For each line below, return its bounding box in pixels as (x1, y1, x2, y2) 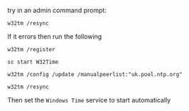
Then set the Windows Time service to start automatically (7, 96, 171, 104)
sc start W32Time (7, 58, 59, 65)
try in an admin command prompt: (7, 6, 107, 14)
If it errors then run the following (7, 32, 102, 41)
